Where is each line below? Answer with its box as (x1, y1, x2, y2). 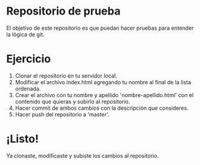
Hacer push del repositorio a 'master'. (15, 110, 110, 118)
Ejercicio (6, 52, 52, 66)
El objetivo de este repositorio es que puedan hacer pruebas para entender (6, 24, 194, 32)
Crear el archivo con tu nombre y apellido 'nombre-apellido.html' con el (15, 91, 194, 98)
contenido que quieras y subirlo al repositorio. (15, 98, 130, 105)
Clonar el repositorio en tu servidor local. (15, 72, 118, 79)
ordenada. (15, 85, 41, 92)
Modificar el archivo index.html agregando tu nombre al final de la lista (15, 78, 192, 86)
